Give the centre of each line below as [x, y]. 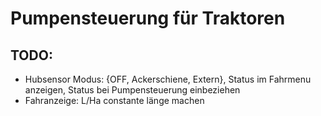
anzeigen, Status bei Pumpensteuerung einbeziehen [132, 90]
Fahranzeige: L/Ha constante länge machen [114, 100]
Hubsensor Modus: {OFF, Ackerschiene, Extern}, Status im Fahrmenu [168, 79]
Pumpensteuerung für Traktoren [148, 18]
